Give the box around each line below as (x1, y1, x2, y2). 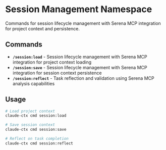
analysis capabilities (12, 80, 55, 86)
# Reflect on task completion (5, 136, 69, 141)
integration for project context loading (12, 59, 92, 65)
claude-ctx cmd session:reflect (5, 140, 73, 146)
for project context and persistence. (5, 25, 80, 31)
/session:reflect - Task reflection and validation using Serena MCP (12, 75, 155, 81)
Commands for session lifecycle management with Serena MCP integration (5, 20, 161, 26)
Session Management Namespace (5, 4, 152, 15)
